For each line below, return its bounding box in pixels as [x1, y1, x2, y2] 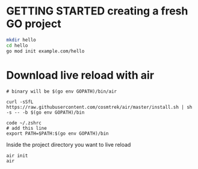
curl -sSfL [6, 99, 34, 105]
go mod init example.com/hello [6, 48, 85, 54]
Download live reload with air [6, 68, 155, 82]
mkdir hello [6, 37, 36, 43]
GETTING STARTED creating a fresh [6, 4, 188, 18]
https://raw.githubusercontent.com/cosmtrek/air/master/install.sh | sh [6, 104, 193, 110]
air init [6, 152, 28, 159]
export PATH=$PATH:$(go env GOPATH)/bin [6, 131, 110, 137]
